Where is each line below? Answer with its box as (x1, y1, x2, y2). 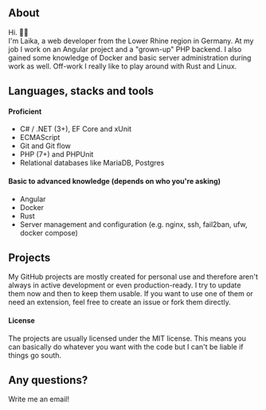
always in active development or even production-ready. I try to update (8, 280, 241, 290)
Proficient (8, 107, 42, 116)
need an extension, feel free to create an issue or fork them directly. (8, 298, 231, 307)
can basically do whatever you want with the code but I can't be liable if (8, 342, 244, 351)
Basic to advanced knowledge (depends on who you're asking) (8, 177, 221, 185)
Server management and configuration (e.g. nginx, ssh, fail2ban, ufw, (19, 219, 248, 229)
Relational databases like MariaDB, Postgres (19, 158, 165, 168)
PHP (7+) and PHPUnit (19, 150, 94, 159)
